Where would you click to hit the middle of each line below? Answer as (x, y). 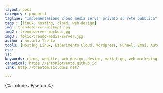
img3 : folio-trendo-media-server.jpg (44, 37)
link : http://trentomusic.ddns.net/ (42, 68)
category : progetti (26, 14)
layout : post (18, 9)
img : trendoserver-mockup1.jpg (38, 27)
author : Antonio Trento (30, 41)
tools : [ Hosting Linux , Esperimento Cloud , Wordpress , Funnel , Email (77, 45)
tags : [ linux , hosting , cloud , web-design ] (51, 23)
